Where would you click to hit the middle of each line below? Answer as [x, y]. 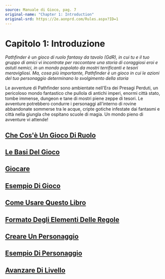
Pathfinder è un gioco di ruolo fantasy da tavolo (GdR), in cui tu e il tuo [77, 57]
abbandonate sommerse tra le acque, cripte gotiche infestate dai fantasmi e [82, 109]
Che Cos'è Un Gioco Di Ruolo [51, 135]
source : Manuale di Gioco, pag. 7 [41, 10]
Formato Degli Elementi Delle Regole [62, 220]
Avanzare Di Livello [35, 270]
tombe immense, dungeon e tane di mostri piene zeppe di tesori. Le [74, 99]
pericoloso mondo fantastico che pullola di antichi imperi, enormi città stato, [83, 93]
